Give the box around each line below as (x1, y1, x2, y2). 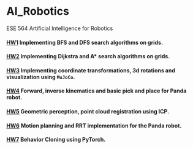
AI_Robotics (6, 4, 69, 18)
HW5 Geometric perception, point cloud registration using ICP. (6, 107, 170, 115)
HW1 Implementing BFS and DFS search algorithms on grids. (6, 39, 164, 46)
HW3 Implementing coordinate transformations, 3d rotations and (6, 66, 176, 74)
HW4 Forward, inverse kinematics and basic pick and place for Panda (6, 87, 187, 94)
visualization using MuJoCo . (6, 73, 75, 80)
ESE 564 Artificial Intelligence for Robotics (6, 25, 113, 32)
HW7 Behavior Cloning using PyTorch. (6, 136, 106, 143)
